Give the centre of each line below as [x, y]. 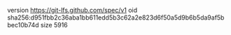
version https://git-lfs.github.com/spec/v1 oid [72, 10]
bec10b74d [23, 25]
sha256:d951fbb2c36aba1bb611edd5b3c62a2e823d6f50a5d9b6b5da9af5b [116, 17]
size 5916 [54, 25]
